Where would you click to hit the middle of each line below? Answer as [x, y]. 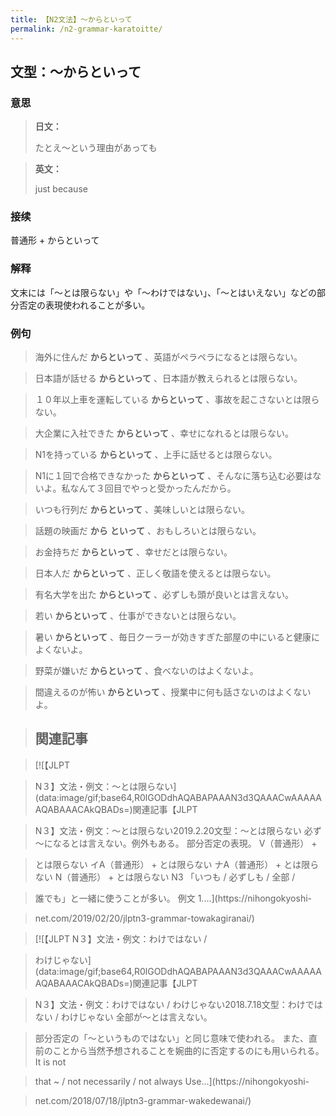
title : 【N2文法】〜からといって [71, 19]
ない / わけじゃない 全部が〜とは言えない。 [123, 1017]
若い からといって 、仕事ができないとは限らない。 [138, 616]
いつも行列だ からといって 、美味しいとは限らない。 [142, 510]
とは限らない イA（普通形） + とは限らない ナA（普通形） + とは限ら [177, 864]
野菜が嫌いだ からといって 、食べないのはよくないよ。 [146, 671]
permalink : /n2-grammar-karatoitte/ [86, 29]
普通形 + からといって [55, 240]
